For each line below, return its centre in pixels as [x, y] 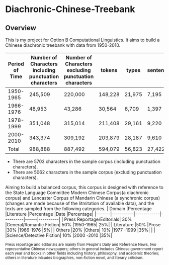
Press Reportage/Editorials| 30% [98, 219]
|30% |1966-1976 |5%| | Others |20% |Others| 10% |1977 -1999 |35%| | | [80, 230]
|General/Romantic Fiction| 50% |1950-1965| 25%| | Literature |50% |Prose [83, 225]
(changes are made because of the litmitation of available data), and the [80, 203]
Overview [21, 28]
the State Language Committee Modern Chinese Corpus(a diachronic [77, 193]
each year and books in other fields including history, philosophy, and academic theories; [82, 253]
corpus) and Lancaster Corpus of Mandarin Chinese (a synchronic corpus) [82, 198]
